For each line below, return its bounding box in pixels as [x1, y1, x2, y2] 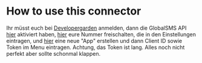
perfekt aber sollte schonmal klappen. [6, 50, 101, 57]
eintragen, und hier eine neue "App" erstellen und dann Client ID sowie [6, 37, 183, 44]
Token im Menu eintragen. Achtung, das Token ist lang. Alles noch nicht [6, 44, 185, 51]
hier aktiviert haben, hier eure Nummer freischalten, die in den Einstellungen [6, 30, 197, 38]
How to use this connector [6, 4, 142, 18]
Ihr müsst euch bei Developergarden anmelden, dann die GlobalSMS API [6, 24, 187, 31]
